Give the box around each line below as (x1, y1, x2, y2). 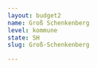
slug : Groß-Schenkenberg (7, 41, 90, 49)
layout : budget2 (7, 11, 61, 20)
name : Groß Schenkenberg (7, 19, 90, 27)
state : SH (7, 33, 41, 42)
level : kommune (7, 26, 58, 34)
